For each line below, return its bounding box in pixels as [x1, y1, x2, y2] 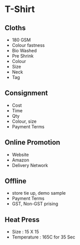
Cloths [4, 24, 26, 32]
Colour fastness [11, 42, 45, 48]
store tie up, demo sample [11, 190, 66, 196]
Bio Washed [11, 48, 37, 53]
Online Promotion [4, 138, 60, 147]
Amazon [11, 157, 29, 163]
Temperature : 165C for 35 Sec [11, 234, 75, 240]
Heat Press [4, 215, 39, 224]
